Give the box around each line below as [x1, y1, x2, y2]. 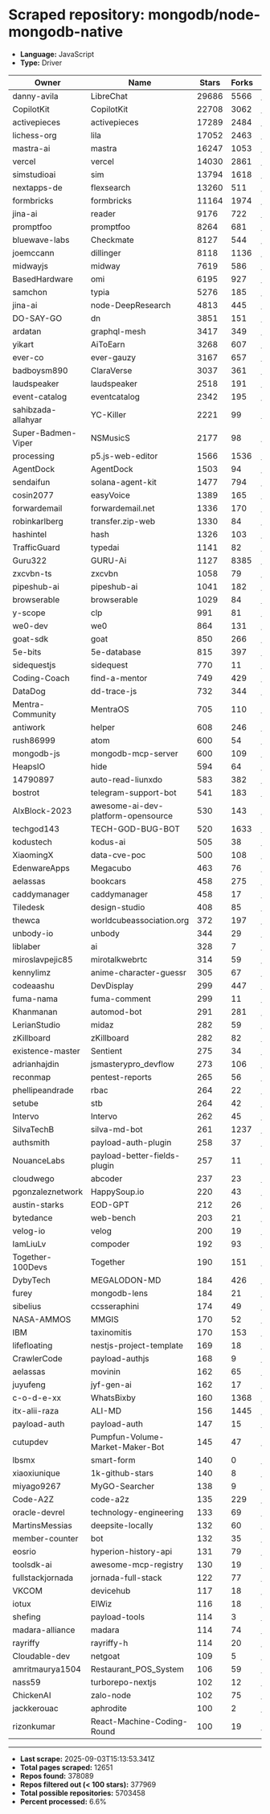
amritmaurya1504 [12, 1663, 82, 1674]
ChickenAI [12, 1689, 51, 1701]
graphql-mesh [90, 326, 146, 337]
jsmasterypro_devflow [90, 1058, 175, 1069]
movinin [90, 1365, 121, 1377]
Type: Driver [19, 58, 63, 68]
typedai [90, 541, 120, 552]
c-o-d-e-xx [12, 1392, 62, 1403]
